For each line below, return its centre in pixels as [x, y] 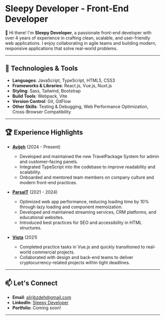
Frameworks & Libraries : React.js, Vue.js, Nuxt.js [62, 85]
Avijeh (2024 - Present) [36, 147]
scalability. [30, 172]
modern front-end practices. [48, 182]
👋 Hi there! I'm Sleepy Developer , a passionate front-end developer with [78, 32]
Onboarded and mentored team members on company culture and [87, 177]
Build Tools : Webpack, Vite [40, 96]
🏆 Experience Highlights [44, 133]
